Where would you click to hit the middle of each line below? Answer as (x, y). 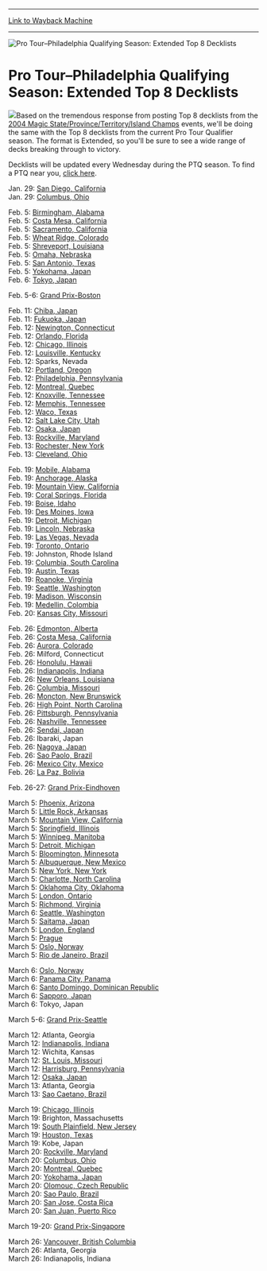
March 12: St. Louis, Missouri (56, 1060)
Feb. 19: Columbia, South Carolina (64, 562)
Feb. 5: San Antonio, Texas (52, 262)
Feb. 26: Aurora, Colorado (51, 645)
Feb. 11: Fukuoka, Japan (47, 319)
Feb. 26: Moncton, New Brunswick (65, 696)
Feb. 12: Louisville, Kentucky (54, 353)
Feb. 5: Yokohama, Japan (50, 271)
